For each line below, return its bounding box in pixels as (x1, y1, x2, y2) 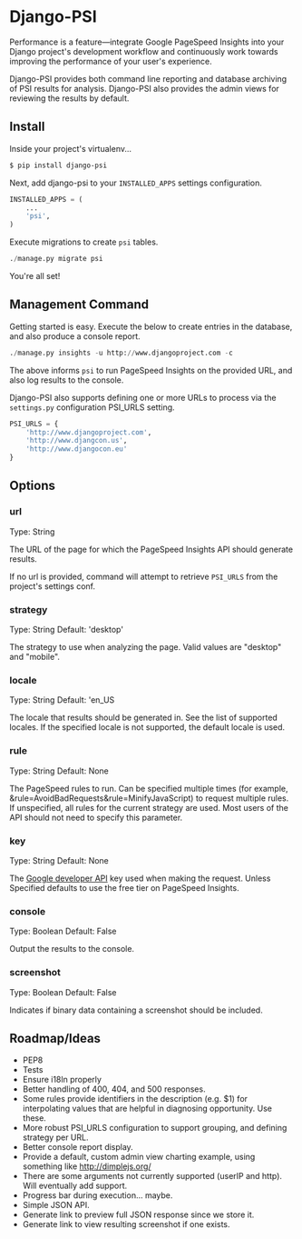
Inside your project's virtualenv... (9, 143, 132, 154)
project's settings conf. (9, 580, 96, 592)
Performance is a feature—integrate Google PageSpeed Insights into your (9, 36, 285, 47)
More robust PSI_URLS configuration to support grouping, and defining (22, 1123, 287, 1134)
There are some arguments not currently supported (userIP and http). (22, 1171, 283, 1182)
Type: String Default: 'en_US (9, 694, 115, 705)
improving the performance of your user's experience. (9, 55, 213, 66)
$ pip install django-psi (9, 161, 107, 170)
